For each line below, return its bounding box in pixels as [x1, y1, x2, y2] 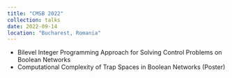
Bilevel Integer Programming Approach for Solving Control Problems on [17, 48, 222, 57]
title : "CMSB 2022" [7, 10, 64, 17]
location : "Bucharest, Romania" [7, 29, 101, 37]
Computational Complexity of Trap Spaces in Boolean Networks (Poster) [17, 63, 226, 71]
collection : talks [7, 17, 61, 23]
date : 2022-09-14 [7, 23, 58, 30]
